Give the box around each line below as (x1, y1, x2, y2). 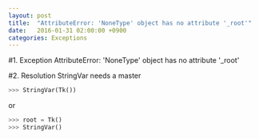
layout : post (8, 11, 52, 20)
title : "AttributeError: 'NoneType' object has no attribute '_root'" (8, 19, 252, 27)
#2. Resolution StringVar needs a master (8, 71, 141, 80)
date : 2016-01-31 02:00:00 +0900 (8, 26, 127, 34)
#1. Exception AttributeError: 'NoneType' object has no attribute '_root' (8, 56, 240, 65)
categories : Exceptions (8, 33, 88, 42)
